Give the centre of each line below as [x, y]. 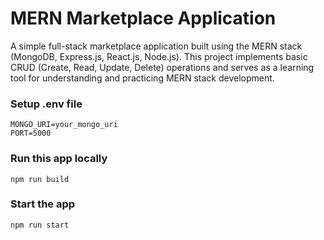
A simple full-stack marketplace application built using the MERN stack [156, 46]
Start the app [43, 204]
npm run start [40, 225]
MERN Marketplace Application [143, 18]
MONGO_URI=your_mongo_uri [64, 125]
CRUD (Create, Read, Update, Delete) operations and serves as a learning [162, 67]
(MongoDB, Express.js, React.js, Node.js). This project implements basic [159, 56]
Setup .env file [46, 104]
